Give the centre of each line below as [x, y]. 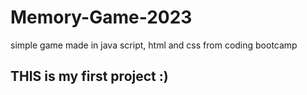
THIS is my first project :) [89, 76]
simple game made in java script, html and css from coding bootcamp [154, 45]
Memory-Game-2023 [101, 17]
